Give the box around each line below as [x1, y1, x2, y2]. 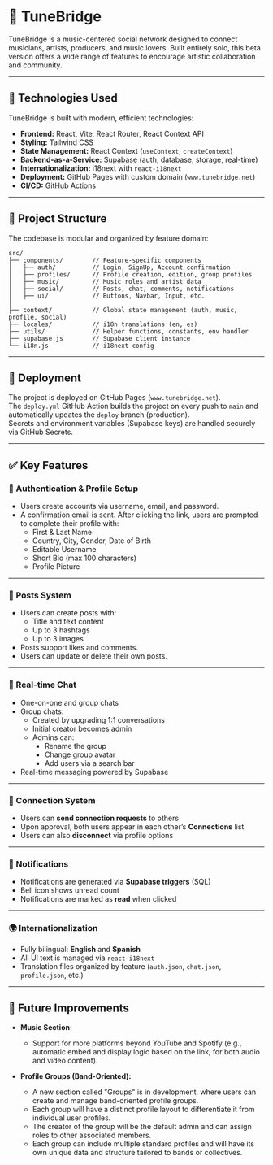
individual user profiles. [32, 1113, 111, 1123]
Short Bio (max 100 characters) [32, 553, 136, 563]
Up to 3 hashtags [32, 625, 91, 635]
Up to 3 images [32, 634, 84, 644]
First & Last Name [32, 528, 92, 537]
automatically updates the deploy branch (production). [8, 410, 190, 419]
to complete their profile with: [19, 519, 119, 528]
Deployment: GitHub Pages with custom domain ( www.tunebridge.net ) [19, 172, 256, 181]
